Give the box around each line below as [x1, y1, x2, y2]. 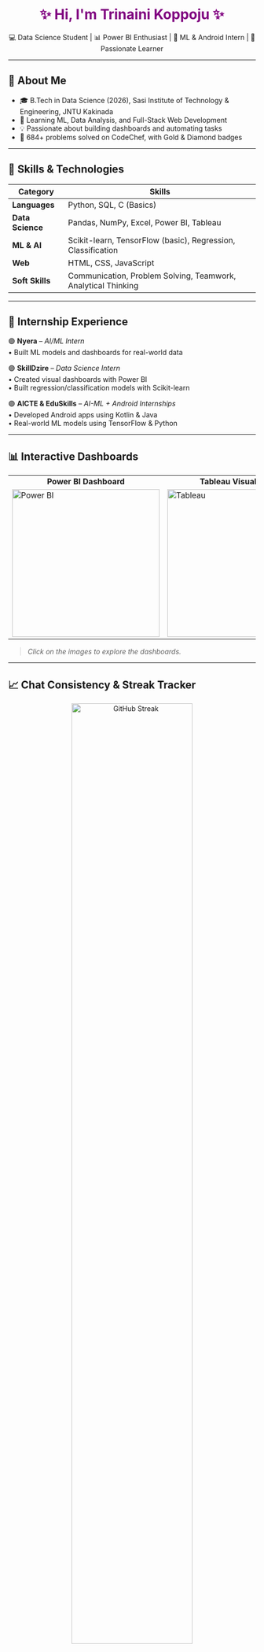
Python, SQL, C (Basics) [68, 199, 157, 210]
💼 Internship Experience [8, 315, 128, 328]
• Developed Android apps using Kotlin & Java [8, 410, 158, 420]
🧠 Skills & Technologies [8, 163, 124, 176]
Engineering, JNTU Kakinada [19, 106, 114, 116]
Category [18, 186, 55, 197]
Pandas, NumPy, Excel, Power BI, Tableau [68, 217, 222, 228]
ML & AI [12, 239, 42, 250]
